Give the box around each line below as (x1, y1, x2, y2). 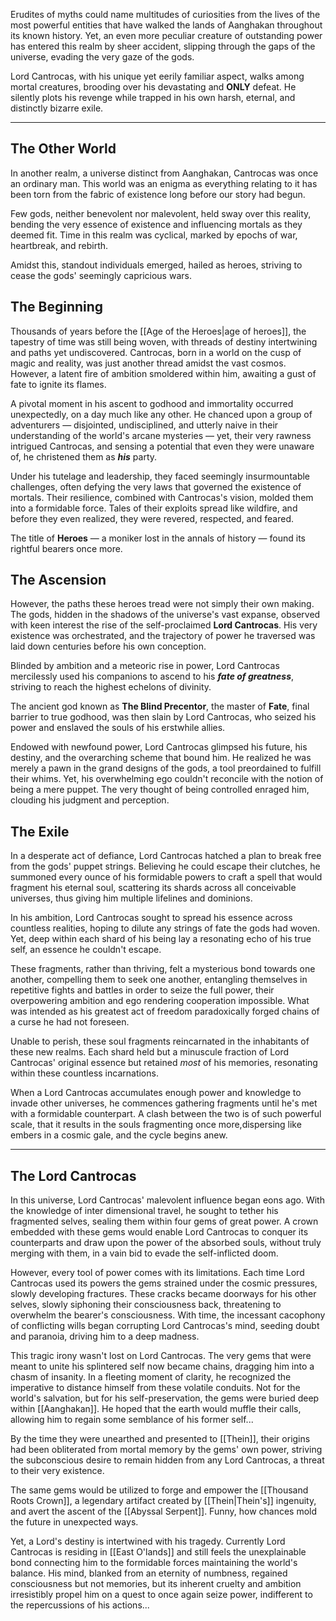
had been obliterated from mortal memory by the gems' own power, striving (10, 1444, 323, 1456)
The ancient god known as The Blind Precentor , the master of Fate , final (10, 700, 310, 713)
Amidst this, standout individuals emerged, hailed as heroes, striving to (10, 259, 303, 271)
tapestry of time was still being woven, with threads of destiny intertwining (10, 335, 318, 348)
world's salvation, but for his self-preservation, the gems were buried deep (10, 1392, 320, 1404)
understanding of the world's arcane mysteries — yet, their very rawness (10, 429, 312, 441)
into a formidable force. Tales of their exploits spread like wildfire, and (10, 502, 298, 514)
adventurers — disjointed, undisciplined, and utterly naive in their (10, 419, 279, 431)
